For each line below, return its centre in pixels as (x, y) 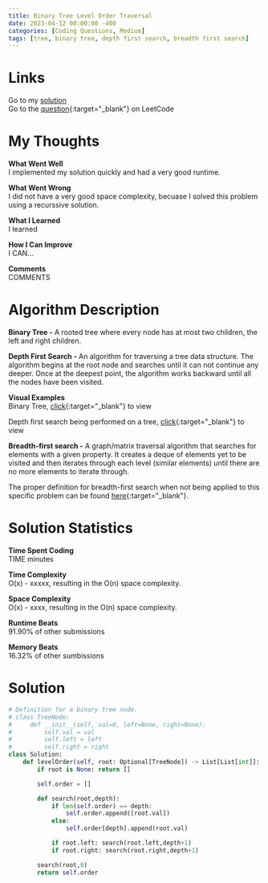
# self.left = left (55, 740)
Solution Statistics (71, 528)
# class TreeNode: (39, 717)
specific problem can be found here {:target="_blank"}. (98, 496)
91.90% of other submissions (57, 631)
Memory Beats (33, 647)
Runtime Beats (33, 623)
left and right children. (45, 341)
